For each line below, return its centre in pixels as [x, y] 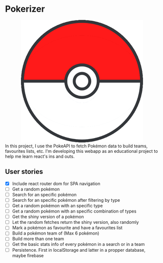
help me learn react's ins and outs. [40, 156]
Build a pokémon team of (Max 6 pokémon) [56, 233]
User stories [24, 172]
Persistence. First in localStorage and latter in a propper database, [79, 250]
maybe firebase [28, 255]
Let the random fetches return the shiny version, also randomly [75, 222]
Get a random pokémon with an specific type [57, 206]
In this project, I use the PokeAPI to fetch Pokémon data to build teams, [76, 146]
